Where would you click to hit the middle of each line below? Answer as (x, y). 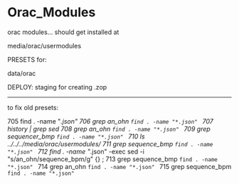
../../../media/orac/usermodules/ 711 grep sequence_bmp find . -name (110, 144)
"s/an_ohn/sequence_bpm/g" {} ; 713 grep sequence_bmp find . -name (113, 159)
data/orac (22, 73)
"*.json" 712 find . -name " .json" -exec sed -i (76, 151)
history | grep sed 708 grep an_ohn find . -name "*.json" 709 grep (109, 129)
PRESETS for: (27, 59)
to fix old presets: (33, 107)
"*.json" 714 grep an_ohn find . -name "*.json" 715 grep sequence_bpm (119, 166)
